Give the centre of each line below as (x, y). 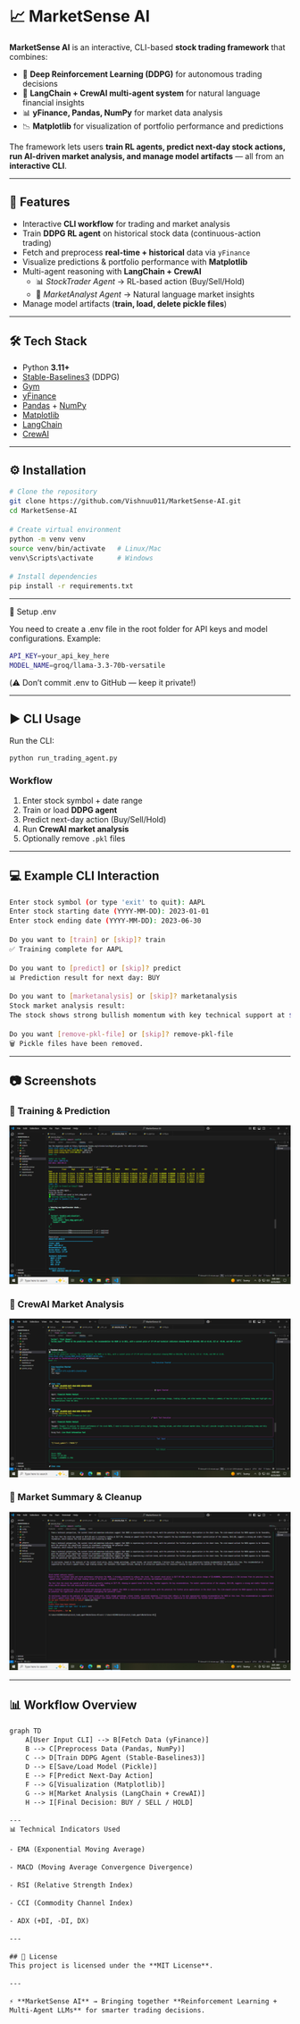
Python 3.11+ (46, 367)
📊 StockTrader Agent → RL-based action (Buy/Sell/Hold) (140, 281)
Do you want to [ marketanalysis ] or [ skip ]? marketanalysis (124, 997)
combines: (29, 56)
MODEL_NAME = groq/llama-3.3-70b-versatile (87, 665)
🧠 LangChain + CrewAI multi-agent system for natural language (141, 93)
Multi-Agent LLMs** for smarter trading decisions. (107, 2011)
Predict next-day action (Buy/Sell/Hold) (94, 819)
